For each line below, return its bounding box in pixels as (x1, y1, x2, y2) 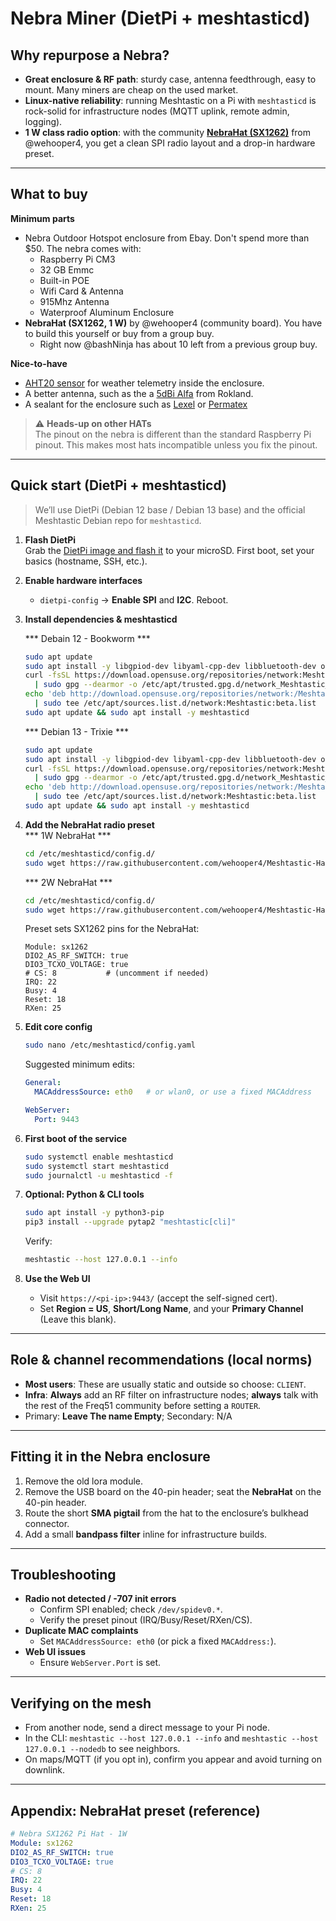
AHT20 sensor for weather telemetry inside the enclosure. (24, 377, 265, 389)
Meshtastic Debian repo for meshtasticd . (34, 514, 202, 526)
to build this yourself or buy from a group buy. (24, 327, 215, 339)
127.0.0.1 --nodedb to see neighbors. (24, 1743, 181, 1755)
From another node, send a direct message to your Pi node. (24, 1722, 270, 1734)
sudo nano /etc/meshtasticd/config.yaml (24, 1040, 196, 1051)
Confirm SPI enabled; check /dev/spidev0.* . (39, 1603, 223, 1616)
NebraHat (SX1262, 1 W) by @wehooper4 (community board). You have (24, 317, 323, 329)
